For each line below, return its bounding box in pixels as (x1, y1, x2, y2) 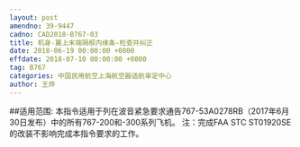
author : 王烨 (9, 80, 56, 89)
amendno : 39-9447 (9, 22, 75, 30)
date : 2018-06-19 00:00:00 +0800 (9, 47, 135, 56)
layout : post (9, 13, 59, 22)
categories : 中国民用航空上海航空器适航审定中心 (9, 72, 173, 81)
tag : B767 (9, 64, 47, 73)
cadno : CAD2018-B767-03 (9, 30, 99, 39)
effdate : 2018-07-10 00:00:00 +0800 (9, 55, 147, 64)
